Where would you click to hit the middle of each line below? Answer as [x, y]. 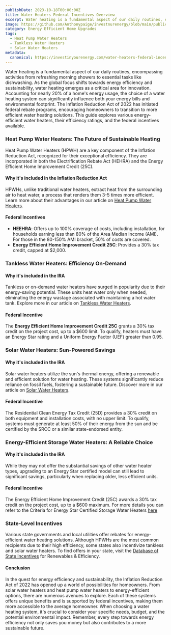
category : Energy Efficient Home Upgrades [51, 29]
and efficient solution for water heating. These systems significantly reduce [84, 379]
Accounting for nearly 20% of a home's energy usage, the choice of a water [85, 93]
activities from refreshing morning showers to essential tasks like [73, 77]
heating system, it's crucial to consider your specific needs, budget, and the [85, 612]
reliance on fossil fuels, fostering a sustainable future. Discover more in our [84, 384]
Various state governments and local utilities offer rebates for [69, 535]
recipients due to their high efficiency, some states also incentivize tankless [84, 545]
